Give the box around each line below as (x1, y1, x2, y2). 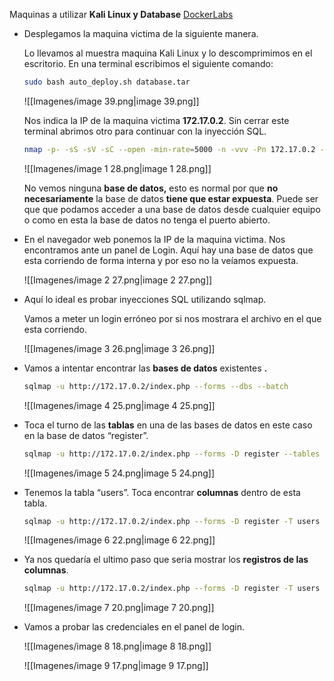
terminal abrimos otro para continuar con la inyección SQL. (23, 125, 267, 137)
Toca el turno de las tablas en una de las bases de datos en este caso (23, 419, 313, 431)
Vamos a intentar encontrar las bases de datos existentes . (23, 362, 268, 374)
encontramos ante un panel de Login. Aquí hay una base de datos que (23, 244, 314, 256)
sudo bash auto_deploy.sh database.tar (23, 77, 191, 87)
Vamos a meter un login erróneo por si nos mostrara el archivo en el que (23, 312, 322, 324)
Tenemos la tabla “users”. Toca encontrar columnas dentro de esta (23, 486, 301, 498)
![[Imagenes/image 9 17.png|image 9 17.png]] (23, 660, 209, 672)
